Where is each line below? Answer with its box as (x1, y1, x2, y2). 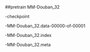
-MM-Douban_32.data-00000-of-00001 (5, 23, 86, 29)
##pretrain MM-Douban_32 (5, 4, 60, 10)
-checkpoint (5, 14, 30, 19)
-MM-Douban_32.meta (5, 42, 51, 48)
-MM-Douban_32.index (5, 33, 52, 38)
